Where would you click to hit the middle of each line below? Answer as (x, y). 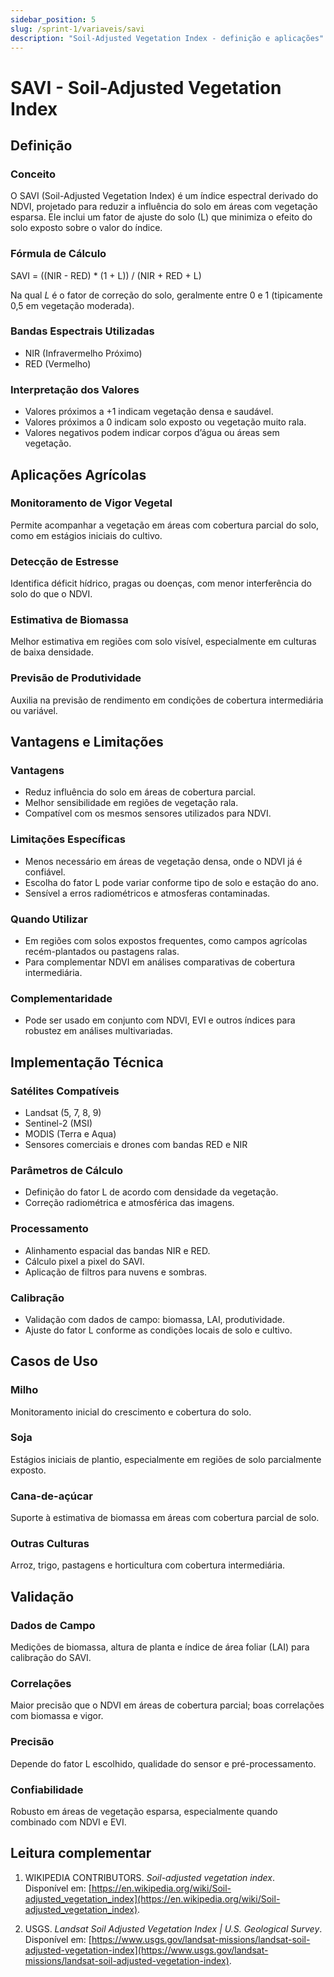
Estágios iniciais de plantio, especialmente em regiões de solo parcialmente (166, 1459)
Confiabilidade (47, 1789)
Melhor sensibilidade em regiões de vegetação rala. (131, 803)
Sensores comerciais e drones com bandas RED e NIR (136, 1144)
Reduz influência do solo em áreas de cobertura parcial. (140, 792)
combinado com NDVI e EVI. (68, 1822)
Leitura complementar (81, 1853)
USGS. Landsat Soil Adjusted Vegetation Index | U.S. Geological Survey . (173, 1928)
